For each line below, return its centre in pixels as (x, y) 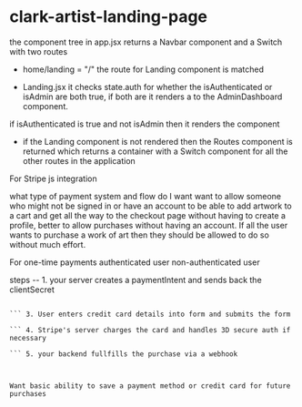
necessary (28, 338)
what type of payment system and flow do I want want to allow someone (146, 196)
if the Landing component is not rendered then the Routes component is (157, 141)
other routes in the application (79, 160)
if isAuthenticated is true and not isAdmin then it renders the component (145, 124)
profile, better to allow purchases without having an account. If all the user (149, 225)
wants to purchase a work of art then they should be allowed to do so (140, 235)
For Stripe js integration (53, 178)
